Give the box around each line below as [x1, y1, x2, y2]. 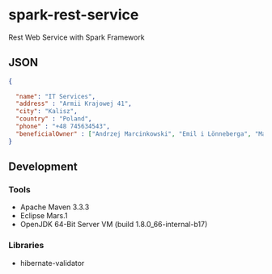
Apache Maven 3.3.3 [19, 202, 90, 212]
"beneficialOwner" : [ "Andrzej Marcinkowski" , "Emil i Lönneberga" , [15, 129, 252, 138]
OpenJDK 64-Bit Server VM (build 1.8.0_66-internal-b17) [19, 220, 208, 230]
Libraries [8, 240, 45, 251]
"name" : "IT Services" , [15, 92, 96, 100]
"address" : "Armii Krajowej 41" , [15, 99, 132, 108]
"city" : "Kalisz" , [15, 107, 79, 116]
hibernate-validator [19, 258, 85, 268]
